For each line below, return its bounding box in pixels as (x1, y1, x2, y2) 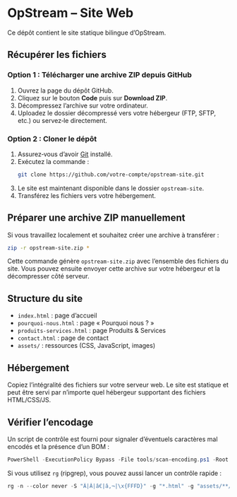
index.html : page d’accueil (17, 311, 97, 320)
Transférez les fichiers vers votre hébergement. (17, 191, 157, 199)
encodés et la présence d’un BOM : (7, 442, 110, 450)
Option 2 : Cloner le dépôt (7, 134, 97, 144)
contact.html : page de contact (17, 334, 109, 342)
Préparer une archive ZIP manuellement (7, 212, 186, 224)
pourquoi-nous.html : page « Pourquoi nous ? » (17, 319, 154, 327)
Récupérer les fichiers (7, 49, 107, 61)
